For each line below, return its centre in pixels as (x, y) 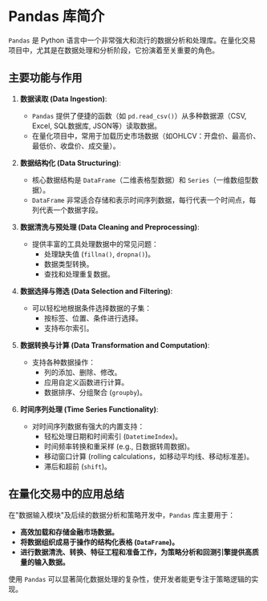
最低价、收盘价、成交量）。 (76, 146)
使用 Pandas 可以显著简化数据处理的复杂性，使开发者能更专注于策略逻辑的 (130, 579)
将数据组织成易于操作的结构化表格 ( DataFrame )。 (99, 542)
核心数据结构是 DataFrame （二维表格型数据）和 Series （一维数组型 (142, 179)
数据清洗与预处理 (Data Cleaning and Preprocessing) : (109, 227)
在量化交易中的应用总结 (66, 494)
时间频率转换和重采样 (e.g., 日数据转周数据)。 (119, 446)
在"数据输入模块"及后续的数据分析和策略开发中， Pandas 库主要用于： (121, 514)
